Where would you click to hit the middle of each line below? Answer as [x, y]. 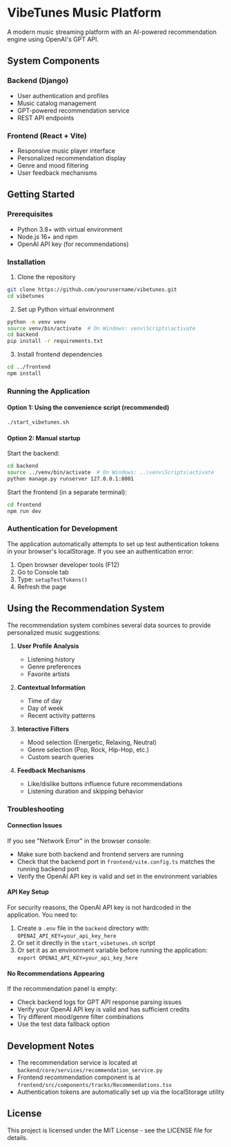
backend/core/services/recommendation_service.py [90, 1070]
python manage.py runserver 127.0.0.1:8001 [71, 478]
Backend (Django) [38, 81]
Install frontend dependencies [60, 355]
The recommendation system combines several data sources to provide [109, 625]
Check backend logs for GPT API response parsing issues [99, 1002]
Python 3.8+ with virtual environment [70, 229]
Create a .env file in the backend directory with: [83, 928]
